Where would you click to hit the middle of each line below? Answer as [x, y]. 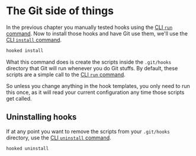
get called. [19, 98]
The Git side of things [60, 11]
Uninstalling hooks [41, 117]
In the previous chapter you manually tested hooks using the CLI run [89, 27]
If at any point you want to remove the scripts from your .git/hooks [88, 131]
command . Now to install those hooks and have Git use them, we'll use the [97, 33]
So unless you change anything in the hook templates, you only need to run [98, 86]
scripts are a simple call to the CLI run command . [66, 74]
